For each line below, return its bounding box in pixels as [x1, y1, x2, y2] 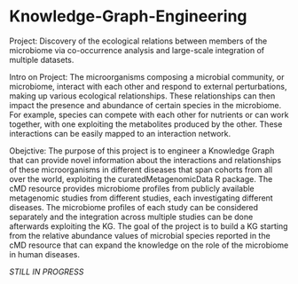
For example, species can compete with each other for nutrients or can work [9, 109, 289, 120]
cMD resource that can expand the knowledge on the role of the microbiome [9, 240, 289, 250]
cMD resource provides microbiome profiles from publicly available [9, 183, 255, 193]
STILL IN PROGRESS [9, 266, 84, 277]
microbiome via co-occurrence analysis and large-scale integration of [9, 44, 264, 55]
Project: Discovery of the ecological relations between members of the [9, 35, 268, 46]
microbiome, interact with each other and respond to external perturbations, [9, 81, 287, 91]
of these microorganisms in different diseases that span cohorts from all [9, 164, 273, 175]
